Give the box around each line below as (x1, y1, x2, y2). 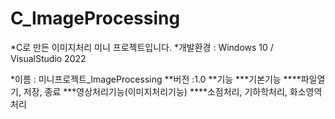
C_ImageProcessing (10, 7, 181, 30)
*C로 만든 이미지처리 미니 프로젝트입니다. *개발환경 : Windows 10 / (10, 41, 274, 53)
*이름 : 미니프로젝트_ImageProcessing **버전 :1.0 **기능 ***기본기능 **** (10, 73, 302, 85)
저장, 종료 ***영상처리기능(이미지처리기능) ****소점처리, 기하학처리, (23, 85, 288, 97)
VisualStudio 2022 (10, 52, 87, 64)
